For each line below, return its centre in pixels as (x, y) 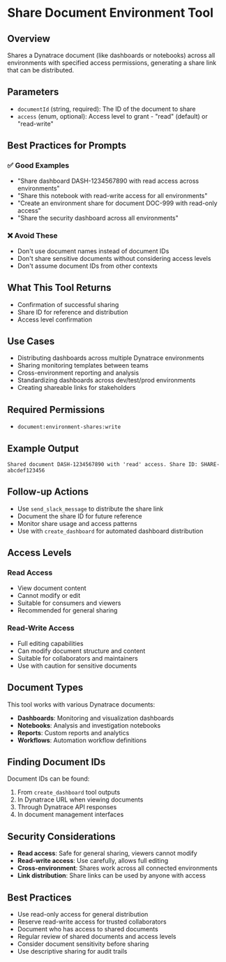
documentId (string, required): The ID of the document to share (106, 109)
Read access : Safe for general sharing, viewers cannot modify (107, 853)
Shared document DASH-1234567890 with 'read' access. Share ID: (103, 465)
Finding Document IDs (56, 762)
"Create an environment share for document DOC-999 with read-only (117, 203)
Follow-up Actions (48, 492)
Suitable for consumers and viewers (69, 603)
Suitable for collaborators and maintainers (77, 658)
